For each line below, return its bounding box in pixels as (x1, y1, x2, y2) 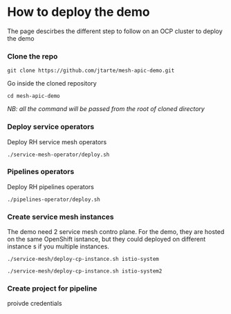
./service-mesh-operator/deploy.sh (7, 151, 110, 158)
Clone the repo (7, 51, 58, 61)
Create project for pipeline (7, 284, 98, 293)
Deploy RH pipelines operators (7, 182, 95, 190)
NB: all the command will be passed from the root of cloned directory (7, 105, 205, 113)
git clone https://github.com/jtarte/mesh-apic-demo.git (7, 67, 175, 75)
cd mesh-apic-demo (7, 92, 60, 100)
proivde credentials (7, 300, 62, 308)
